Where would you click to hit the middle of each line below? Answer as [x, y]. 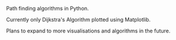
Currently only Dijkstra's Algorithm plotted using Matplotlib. [79, 19]
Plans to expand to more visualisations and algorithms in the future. [88, 31]
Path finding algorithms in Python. [47, 8]
